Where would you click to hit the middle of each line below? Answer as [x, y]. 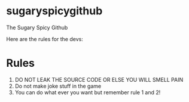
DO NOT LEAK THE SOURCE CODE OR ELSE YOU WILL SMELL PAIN [99, 79]
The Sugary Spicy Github [37, 27]
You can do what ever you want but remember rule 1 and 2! [88, 92]
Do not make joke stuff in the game [58, 86]
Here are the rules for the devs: [45, 39]
